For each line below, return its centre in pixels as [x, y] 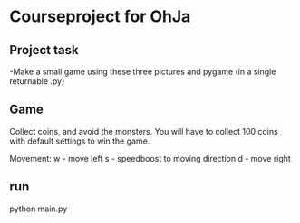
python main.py [39, 209]
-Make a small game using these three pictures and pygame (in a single [143, 71]
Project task [44, 50]
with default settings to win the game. [80, 141]
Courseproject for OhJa [100, 17]
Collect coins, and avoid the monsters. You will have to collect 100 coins [144, 131]
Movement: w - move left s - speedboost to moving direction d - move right [150, 158]
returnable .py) [37, 81]
